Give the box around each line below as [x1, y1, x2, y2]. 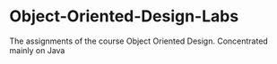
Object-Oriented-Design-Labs [9, 6, 239, 27]
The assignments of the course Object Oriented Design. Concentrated [9, 36, 269, 46]
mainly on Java [9, 44, 65, 55]
